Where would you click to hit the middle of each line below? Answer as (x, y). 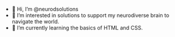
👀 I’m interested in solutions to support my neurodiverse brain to (90, 15)
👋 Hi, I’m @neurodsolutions (45, 9)
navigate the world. (35, 21)
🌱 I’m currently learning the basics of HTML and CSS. (77, 28)
